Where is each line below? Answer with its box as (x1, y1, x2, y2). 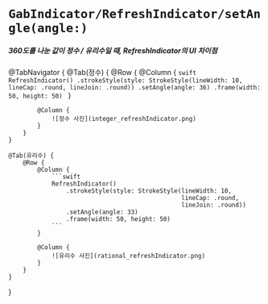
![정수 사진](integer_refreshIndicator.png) (51, 115, 197, 123)
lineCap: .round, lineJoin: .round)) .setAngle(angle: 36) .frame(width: (8, 84, 262, 92)
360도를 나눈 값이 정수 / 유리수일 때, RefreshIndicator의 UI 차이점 (8, 45, 218, 55)
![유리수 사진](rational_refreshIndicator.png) (51, 252, 206, 260)
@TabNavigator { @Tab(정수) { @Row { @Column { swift (8, 68, 197, 77)
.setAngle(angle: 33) (65, 208, 138, 216)
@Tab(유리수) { (8, 152, 55, 160)
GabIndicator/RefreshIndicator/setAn (8, 6, 262, 22)
